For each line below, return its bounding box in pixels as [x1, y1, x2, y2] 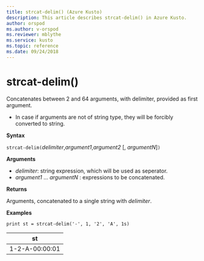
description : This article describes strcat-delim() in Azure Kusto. [6, 15, 188, 21]
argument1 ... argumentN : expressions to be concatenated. [15, 173, 165, 181]
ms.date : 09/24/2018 [6, 49, 59, 55]
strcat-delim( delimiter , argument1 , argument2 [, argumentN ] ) [6, 143, 161, 151]
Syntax [6, 132, 25, 139]
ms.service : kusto [6, 37, 53, 43]
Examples [6, 209, 32, 216]
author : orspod [6, 20, 45, 26]
